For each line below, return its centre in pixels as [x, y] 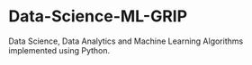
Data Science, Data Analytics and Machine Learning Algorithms [126, 41]
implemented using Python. [59, 50]
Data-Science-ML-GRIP [98, 16]
